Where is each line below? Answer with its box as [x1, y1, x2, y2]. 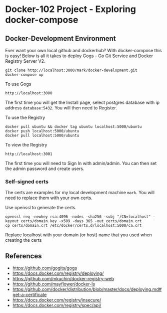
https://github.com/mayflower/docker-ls [12, 281, 95, 287]
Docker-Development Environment [5, 34, 116, 43]
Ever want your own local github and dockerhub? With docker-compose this [5, 48, 162, 53]
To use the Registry [5, 114, 45, 120]
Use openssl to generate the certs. [5, 205, 76, 211]
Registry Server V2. [5, 58, 46, 64]
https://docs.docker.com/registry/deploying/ [12, 270, 104, 276]
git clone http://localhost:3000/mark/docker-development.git [5, 68, 137, 73]
